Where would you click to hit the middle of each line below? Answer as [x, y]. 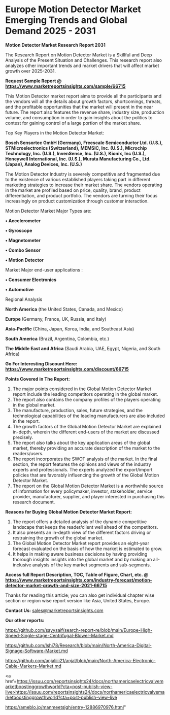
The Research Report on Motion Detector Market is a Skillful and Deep [79, 55]
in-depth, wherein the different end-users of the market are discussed [86, 432]
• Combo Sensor [23, 250]
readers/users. [28, 453]
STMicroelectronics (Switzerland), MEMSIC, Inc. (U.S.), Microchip [76, 148]
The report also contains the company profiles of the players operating [87, 399]
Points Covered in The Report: [38, 379]
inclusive [22, 565]
